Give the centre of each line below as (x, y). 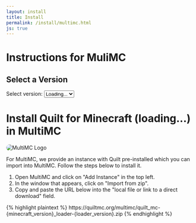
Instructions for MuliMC (66, 58)
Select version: (24, 94)
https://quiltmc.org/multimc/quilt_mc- (114, 208)
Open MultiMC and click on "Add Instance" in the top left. (85, 177)
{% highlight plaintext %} (37, 208)
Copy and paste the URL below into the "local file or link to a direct (96, 190)
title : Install (25, 17)
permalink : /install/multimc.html (49, 23)
